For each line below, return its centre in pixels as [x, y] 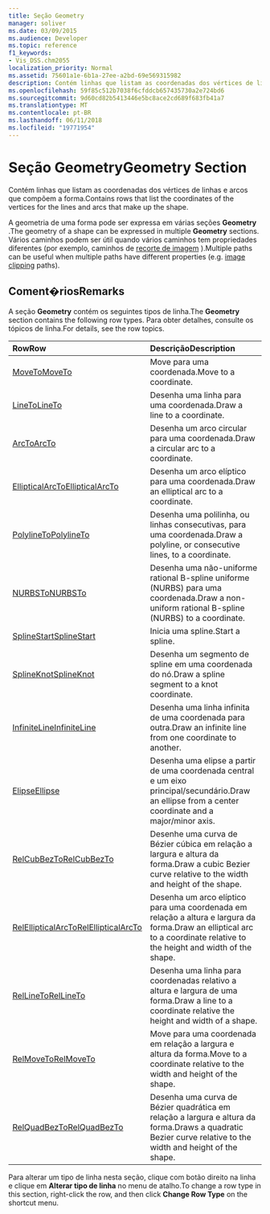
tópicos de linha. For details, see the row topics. [86, 328]
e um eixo [168, 780]
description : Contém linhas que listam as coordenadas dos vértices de [131, 83]
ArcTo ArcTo [34, 443]
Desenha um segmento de [199, 654]
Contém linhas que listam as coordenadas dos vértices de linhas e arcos [128, 190]
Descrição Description [192, 348]
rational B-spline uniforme [200, 578]
